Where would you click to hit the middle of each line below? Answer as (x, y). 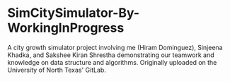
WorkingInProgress (66, 28)
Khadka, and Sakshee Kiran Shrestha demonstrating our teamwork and (111, 55)
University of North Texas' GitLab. (57, 70)
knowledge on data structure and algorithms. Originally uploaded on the (112, 62)
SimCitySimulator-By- (74, 13)
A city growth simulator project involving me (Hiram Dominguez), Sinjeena (115, 47)
